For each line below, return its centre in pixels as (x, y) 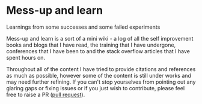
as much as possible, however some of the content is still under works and (99, 75)
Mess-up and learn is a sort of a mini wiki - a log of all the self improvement (100, 38)
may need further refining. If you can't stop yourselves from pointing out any (101, 82)
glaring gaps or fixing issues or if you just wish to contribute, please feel (96, 88)
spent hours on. (26, 57)
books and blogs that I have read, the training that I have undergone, (91, 45)
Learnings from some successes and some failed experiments (83, 27)
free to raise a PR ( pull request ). (46, 94)
